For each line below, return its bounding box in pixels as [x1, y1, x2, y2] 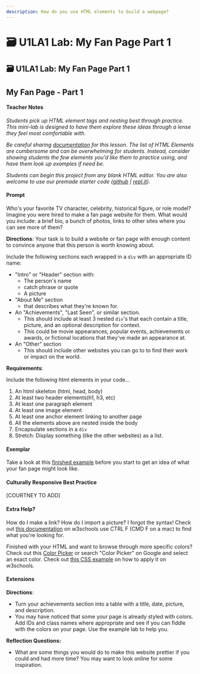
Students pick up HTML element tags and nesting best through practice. [6, 117, 184, 124]
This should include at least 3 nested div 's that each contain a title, [23, 315, 189, 322]
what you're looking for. [6, 531, 64, 538]
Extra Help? [6, 506, 36, 512]
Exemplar [6, 446, 30, 453]
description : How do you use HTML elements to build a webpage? [6, 8, 169, 15]
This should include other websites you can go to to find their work [23, 347, 188, 354]
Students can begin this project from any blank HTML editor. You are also [6, 171, 187, 178]
